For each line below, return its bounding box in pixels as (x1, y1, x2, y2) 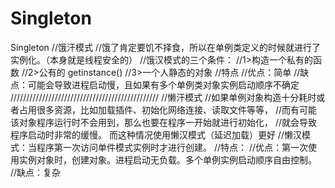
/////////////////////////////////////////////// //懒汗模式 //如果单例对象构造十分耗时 (10, 91, 317, 103)
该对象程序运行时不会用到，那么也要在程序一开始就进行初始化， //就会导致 (10, 116, 318, 128)
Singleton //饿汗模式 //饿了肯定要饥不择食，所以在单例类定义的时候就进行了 (10, 41, 321, 53)
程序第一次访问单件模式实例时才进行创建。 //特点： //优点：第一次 (36, 141, 309, 153)
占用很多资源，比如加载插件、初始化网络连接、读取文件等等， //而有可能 (18, 103, 318, 116)
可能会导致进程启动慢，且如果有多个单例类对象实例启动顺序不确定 (27, 78, 300, 91)
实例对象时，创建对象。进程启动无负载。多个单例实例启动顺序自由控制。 (18, 153, 317, 166)
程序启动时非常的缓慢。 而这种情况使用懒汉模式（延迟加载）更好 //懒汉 (10, 128, 302, 141)
